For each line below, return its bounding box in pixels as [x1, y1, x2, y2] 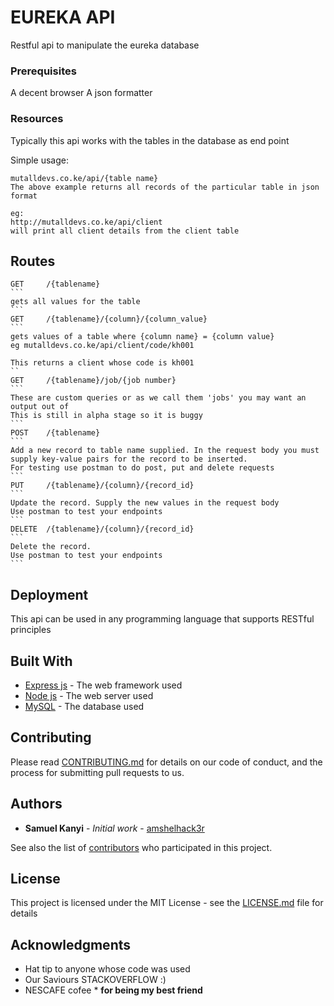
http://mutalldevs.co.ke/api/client [10, 217, 163, 227]
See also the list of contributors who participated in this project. [10, 841, 273, 853]
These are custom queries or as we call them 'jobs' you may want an [10, 393, 307, 403]
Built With [10, 652, 73, 670]
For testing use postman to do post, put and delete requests [10, 463, 275, 473]
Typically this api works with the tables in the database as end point [10, 134, 290, 146]
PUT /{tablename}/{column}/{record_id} [10, 481, 195, 491]
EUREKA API [10, 6, 116, 29]
